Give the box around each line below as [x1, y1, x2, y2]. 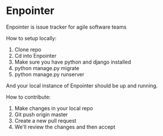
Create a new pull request [14, 117, 77, 124]
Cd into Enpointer [14, 52, 57, 59]
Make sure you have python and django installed [14, 58, 131, 65]
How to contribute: [6, 93, 51, 100]
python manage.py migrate [14, 64, 80, 71]
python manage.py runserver [14, 71, 84, 78]
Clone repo [14, 46, 42, 53]
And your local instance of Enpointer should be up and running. [6, 82, 158, 89]
